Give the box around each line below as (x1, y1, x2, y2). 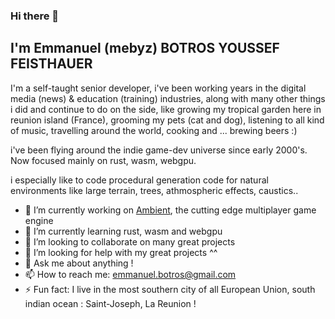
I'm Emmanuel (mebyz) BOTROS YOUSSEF (10, 40, 280, 57)
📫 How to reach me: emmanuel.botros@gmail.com (24, 268, 237, 280)
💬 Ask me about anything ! (24, 257, 134, 269)
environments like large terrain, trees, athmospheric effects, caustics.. (10, 184, 299, 196)
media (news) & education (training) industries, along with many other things (10, 92, 326, 104)
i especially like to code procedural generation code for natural (10, 174, 269, 186)
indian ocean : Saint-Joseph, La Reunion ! (24, 297, 197, 309)
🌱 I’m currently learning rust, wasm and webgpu (24, 225, 223, 237)
